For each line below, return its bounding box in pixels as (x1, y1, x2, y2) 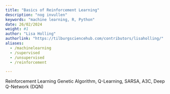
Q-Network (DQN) (5, 84, 44, 90)
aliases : (5, 41, 24, 46)
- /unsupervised (10, 55, 45, 60)
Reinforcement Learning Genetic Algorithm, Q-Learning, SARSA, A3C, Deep (5, 78, 165, 84)
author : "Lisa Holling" (5, 31, 56, 36)
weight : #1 (5, 27, 29, 32)
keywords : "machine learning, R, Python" (5, 17, 95, 22)
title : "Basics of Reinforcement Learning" (5, 7, 100, 13)
